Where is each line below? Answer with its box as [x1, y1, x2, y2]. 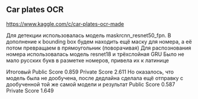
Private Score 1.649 [6, 87, 55, 94]
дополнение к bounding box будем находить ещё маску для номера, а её [6, 38, 192, 45]
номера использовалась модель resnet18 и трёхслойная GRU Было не [6, 50, 185, 58]
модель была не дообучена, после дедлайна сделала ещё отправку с [6, 74, 184, 81]
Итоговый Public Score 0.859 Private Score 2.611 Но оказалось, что [6, 68, 174, 75]
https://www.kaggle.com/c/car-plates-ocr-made [6, 20, 124, 27]
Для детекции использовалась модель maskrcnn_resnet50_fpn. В [6, 32, 171, 39]
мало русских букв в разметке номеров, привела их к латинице [6, 57, 169, 64]
